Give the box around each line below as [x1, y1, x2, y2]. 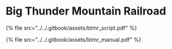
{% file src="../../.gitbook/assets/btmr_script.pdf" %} [5, 24, 137, 31]
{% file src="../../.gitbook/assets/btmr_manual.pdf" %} [5, 36, 142, 43]
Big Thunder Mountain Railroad [5, 4, 167, 18]
